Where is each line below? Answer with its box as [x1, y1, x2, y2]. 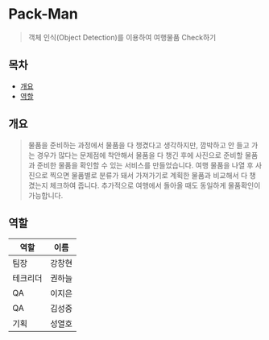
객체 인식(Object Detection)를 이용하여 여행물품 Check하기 [27, 32, 217, 42]
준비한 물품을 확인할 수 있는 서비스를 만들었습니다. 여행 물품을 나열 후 [36, 160, 254, 170]
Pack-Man [8, 5, 79, 23]
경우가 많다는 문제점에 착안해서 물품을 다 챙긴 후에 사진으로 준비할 [36, 150, 243, 160]
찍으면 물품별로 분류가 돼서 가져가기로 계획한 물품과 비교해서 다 [49, 170, 248, 180]
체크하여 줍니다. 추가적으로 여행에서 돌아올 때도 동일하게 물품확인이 [49, 180, 261, 190]
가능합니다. [27, 190, 64, 200]
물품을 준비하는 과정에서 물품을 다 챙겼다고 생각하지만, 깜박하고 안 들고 [27, 140, 250, 150]
